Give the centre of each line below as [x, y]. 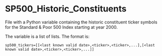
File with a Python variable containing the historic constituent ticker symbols [81, 22]
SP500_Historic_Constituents [66, 9]
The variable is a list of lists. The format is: [47, 36]
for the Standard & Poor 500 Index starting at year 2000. [61, 27]
